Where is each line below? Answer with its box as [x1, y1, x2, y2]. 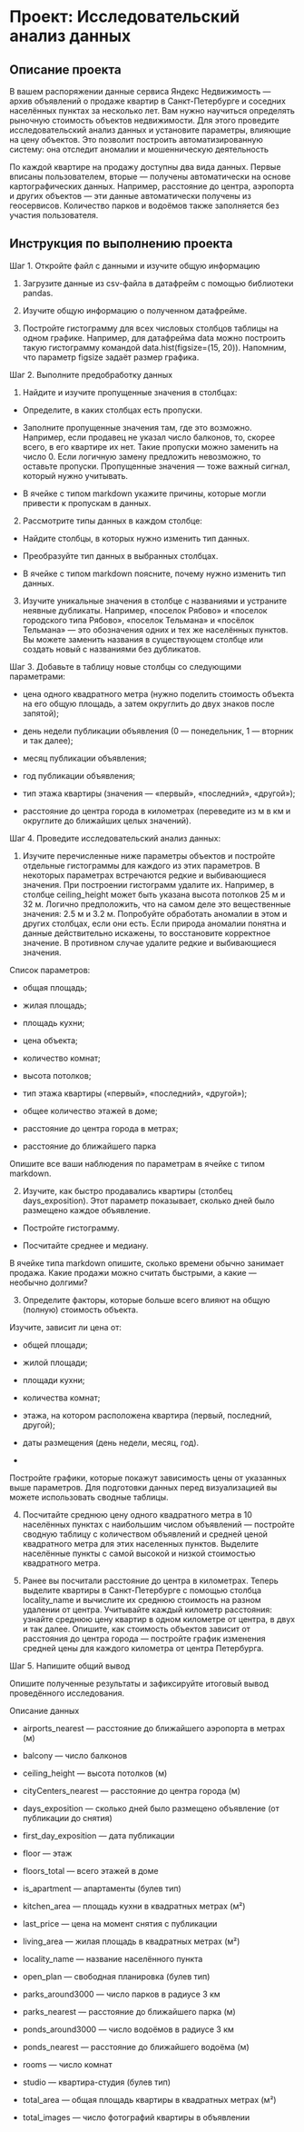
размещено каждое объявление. [22, 1204, 152, 1215]
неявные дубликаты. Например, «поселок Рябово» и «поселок [22, 604, 268, 615]
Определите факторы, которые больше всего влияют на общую [22, 1294, 270, 1305]
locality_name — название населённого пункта [22, 1953, 203, 1964]
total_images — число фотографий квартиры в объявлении [22, 2111, 250, 2123]
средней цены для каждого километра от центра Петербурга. [22, 1642, 265, 1653]
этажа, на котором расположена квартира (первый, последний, [22, 1410, 272, 1420]
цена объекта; [22, 1034, 79, 1046]
